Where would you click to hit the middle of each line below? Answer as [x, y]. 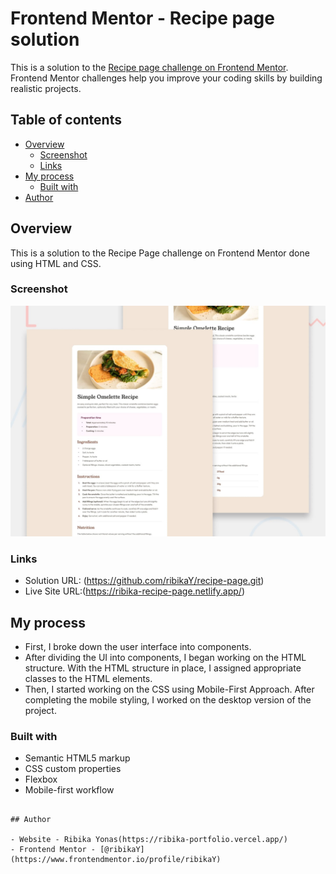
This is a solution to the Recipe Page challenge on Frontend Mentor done [160, 253]
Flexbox [41, 779]
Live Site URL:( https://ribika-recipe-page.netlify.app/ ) [135, 591]
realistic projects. [46, 88]
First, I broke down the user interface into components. [138, 647]
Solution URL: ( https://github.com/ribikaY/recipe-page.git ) [144, 581]
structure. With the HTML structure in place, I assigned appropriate [163, 668]
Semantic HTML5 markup [77, 758]
